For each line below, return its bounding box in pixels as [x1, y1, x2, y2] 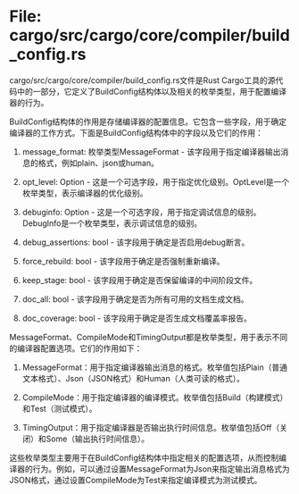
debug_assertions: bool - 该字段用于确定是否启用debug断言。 [21, 237, 250, 247]
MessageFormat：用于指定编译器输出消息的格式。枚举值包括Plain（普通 [21, 362, 288, 373]
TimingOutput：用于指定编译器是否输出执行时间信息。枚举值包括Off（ [21, 422, 280, 432]
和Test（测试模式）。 [21, 403, 97, 414]
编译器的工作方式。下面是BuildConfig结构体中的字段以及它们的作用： [9, 127, 263, 138]
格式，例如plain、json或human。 [37, 157, 159, 168]
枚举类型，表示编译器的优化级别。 [21, 188, 148, 198]
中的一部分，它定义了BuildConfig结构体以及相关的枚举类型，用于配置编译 [16, 86, 287, 96]
